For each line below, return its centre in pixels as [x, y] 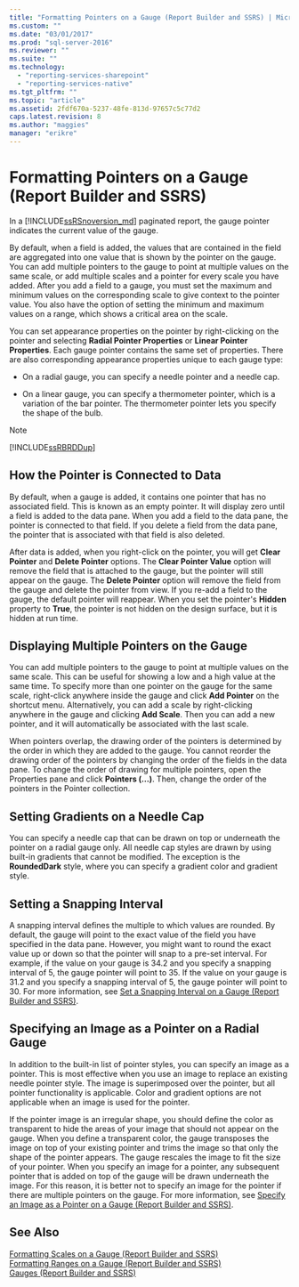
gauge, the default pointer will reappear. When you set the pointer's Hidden [148, 599]
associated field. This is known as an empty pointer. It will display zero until [147, 506]
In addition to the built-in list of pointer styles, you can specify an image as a [149, 1064]
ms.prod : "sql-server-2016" [61, 42]
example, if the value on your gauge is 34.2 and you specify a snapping [140, 963]
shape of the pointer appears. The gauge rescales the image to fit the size [145, 1157]
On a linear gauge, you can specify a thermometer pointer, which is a [149, 393]
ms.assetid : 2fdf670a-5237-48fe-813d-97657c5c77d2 [105, 109]
